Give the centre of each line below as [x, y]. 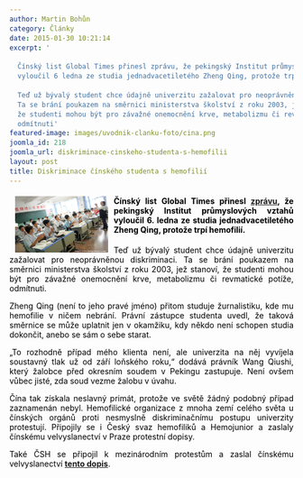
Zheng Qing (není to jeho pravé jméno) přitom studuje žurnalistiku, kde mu [151, 306]
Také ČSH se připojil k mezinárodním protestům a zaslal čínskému [151, 454]
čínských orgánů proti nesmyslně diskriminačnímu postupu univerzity [151, 417]
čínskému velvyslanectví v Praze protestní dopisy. [102, 437]
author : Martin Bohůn [50, 19]
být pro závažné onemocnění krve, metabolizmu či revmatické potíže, [151, 279]
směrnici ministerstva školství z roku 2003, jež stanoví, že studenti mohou [151, 269]
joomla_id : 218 [38, 143]
